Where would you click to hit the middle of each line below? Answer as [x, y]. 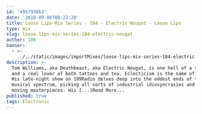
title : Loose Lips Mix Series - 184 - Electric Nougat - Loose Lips [94, 23]
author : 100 [21, 40]
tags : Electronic [28, 101]
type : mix [19, 29]
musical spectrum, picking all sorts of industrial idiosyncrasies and [103, 85]
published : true [26, 96]
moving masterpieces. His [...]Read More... [68, 90]
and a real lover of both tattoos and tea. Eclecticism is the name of [103, 74]
